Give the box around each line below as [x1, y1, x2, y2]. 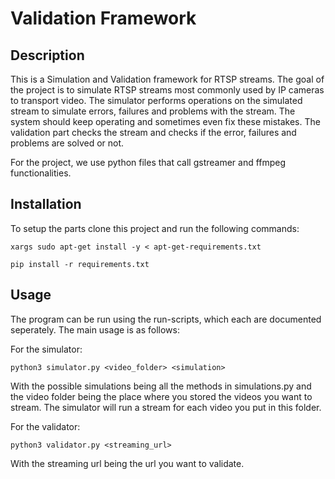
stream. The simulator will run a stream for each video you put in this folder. [10, 401, 322, 413]
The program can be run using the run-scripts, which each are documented [10, 313, 322, 325]
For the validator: [10, 420, 81, 432]
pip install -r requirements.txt [10, 259, 150, 269]
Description [10, 47, 85, 64]
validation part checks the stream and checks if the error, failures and [10, 127, 297, 138]
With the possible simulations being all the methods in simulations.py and [10, 380, 312, 392]
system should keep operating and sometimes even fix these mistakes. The [10, 116, 321, 127]
